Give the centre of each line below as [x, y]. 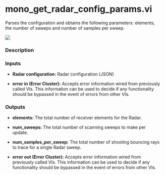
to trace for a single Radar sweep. [47, 147]
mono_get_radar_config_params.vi [79, 9]
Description [20, 50]
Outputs [15, 107]
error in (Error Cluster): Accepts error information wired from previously [86, 84]
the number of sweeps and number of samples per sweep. [65, 28]
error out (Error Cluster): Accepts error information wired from [77, 157]
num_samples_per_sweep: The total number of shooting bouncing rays [86, 142]
